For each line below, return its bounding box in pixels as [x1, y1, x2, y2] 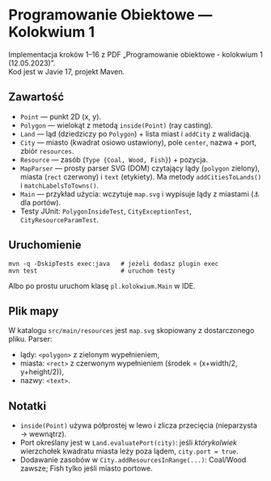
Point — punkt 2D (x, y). [19, 112, 102, 121]
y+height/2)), [19, 367, 65, 377]
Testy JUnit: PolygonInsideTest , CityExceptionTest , [19, 206, 193, 216]
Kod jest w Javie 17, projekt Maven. [8, 66, 125, 76]
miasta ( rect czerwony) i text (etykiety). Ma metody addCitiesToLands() [19, 171, 262, 181]
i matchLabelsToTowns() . [19, 180, 100, 190]
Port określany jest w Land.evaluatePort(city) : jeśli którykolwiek [19, 438, 237, 448]
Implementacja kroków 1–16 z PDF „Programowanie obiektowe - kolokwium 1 [8, 49, 263, 59]
